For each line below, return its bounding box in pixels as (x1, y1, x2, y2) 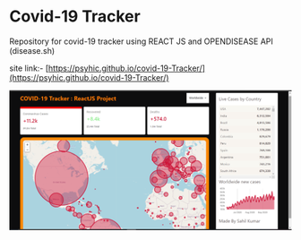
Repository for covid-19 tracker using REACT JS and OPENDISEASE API (9, 36, 273, 47)
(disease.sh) (9, 45, 56, 56)
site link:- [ (9, 63, 49, 73)
